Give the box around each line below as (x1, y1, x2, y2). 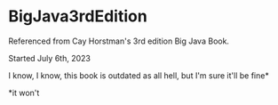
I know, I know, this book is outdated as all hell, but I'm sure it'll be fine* (8, 69, 270, 81)
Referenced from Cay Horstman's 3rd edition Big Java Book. (8, 36, 230, 46)
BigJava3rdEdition (8, 6, 147, 27)
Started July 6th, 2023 (8, 52, 91, 63)
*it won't (8, 87, 40, 98)
